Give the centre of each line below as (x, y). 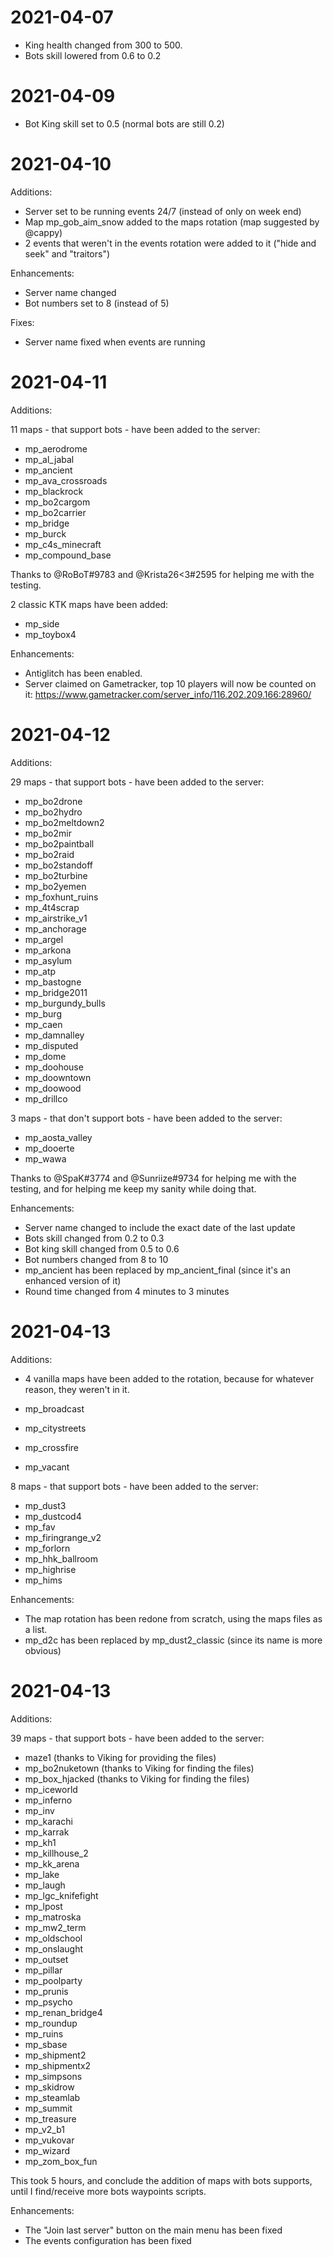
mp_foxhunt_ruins (61, 897)
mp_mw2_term (55, 1927)
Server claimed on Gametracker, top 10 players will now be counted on (170, 683)
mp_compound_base (68, 555)
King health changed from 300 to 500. (103, 45)
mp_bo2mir (48, 833)
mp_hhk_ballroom (61, 1558)
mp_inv (39, 1810)
